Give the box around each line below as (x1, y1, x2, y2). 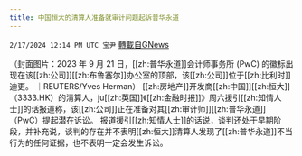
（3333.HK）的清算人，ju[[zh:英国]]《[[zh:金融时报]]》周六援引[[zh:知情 (9, 92, 274, 103)
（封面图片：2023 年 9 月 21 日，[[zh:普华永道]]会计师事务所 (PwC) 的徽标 (9, 58, 287, 69)
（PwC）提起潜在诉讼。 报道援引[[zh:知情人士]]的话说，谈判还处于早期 (9, 115, 274, 125)
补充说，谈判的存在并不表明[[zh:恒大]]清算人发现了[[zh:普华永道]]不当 (33, 125, 293, 136)
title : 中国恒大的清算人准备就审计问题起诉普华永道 (9, 13, 179, 23)
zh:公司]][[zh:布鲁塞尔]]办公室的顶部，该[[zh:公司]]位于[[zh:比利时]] (39, 69, 291, 80)
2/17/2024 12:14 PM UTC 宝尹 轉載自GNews (9, 39, 170, 50)
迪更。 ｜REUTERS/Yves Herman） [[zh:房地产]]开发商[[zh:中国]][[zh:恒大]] (9, 80, 291, 91)
